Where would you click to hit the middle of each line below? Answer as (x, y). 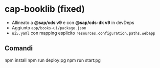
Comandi (19, 48)
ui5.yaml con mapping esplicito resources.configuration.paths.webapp (83, 33)
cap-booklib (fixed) (45, 9)
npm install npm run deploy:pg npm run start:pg (53, 60)
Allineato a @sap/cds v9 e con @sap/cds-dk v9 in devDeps (73, 23)
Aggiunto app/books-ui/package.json (49, 27)
